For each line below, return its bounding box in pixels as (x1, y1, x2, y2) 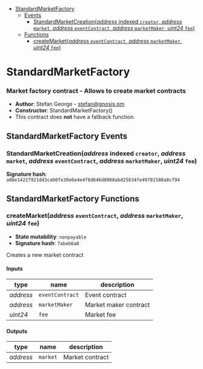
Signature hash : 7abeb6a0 (15, 239, 79, 246)
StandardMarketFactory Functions (6, 194, 139, 204)
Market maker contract (84, 300, 150, 309)
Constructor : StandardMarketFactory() (15, 107, 113, 114)
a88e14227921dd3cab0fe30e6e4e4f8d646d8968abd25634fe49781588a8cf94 (6, 177, 181, 183)
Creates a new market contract (6, 251, 84, 259)
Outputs (6, 327, 28, 334)
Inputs (6, 265, 23, 273)
